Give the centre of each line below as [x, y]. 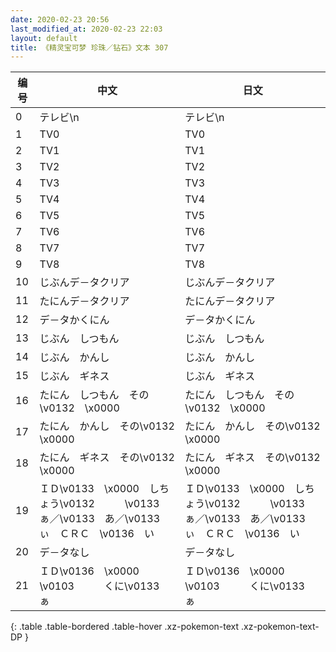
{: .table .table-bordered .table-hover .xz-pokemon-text [125, 627]
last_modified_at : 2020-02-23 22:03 [86, 29]
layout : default [44, 38]
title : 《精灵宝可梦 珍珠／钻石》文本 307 [89, 47]
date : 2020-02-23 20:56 [60, 19]
